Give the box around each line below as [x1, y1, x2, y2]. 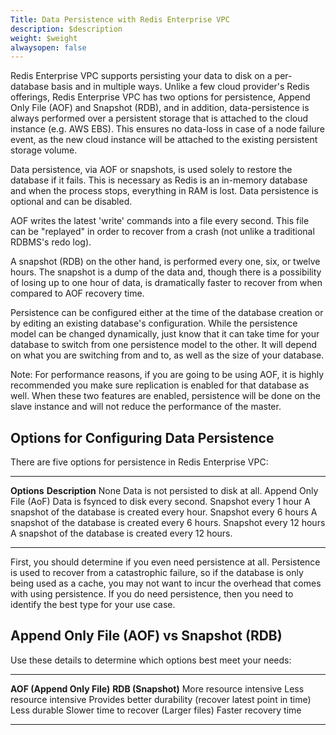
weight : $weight [10, 33, 78, 43]
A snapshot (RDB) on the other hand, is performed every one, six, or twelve [10, 256, 321, 268]
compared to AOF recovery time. [10, 287, 145, 300]
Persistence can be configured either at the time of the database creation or [10, 307, 324, 319]
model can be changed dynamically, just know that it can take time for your [10, 328, 320, 340]
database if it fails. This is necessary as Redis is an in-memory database [10, 174, 308, 186]
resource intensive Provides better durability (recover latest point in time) [10, 693, 312, 705]
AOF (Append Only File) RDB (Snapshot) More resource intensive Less [10, 682, 305, 695]
